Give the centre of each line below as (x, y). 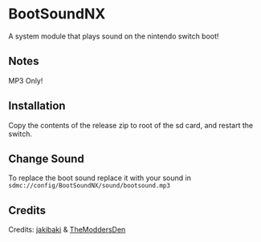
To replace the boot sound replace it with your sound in (100, 178)
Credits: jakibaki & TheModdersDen (67, 230)
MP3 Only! (26, 80)
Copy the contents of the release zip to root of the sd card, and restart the (131, 125)
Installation (37, 106)
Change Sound (46, 158)
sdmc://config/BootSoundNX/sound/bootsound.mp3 (90, 186)
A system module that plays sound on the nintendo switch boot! (114, 36)
